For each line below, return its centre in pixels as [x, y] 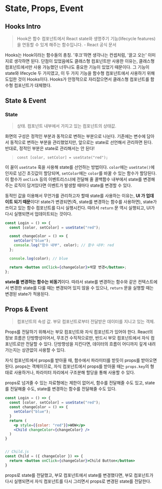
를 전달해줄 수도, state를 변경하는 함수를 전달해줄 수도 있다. [61, 389]
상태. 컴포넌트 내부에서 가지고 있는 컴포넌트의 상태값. [66, 126]
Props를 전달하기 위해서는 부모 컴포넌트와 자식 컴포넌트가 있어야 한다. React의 [79, 332]
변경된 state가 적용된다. [27, 293]
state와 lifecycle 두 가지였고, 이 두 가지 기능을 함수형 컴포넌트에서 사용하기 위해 [80, 73]
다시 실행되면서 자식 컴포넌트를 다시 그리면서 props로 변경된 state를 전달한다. [78, 481]
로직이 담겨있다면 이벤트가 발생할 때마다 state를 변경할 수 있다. [73, 185]
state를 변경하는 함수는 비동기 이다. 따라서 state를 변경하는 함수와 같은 [71, 281]
